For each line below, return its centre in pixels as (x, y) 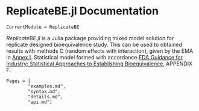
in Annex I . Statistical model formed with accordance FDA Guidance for (95, 57)
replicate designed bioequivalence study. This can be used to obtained (94, 44)
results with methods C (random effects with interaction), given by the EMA (100, 51)
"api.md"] (40, 102)
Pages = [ (19, 81)
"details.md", (46, 97)
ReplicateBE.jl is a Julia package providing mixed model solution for (90, 38)
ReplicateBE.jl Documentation (82, 11)
